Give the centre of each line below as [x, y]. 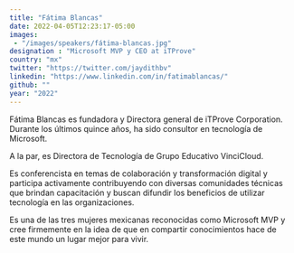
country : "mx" [36, 60]
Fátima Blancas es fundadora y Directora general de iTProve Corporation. [146, 119]
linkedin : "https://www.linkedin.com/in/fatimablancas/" [119, 77]
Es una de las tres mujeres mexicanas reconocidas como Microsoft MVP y [147, 220]
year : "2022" [34, 93]
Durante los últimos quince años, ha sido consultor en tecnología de [136, 128]
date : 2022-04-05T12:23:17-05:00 [72, 26]
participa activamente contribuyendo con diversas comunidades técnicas [146, 183]
